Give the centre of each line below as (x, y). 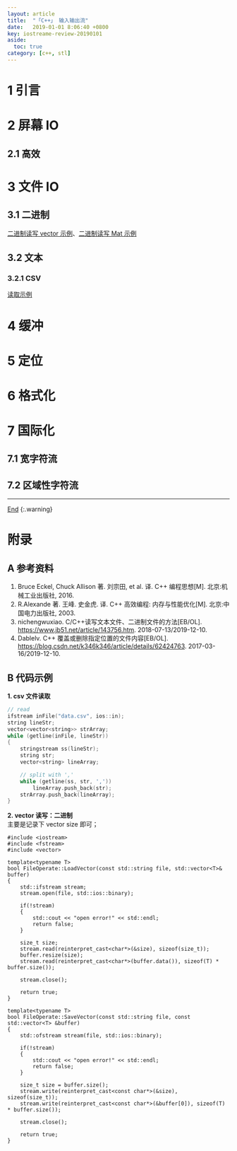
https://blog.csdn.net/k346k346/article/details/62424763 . (102, 646)
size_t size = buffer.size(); (65, 1085)
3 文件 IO (33, 186)
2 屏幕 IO (33, 125)
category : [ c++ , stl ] (39, 54)
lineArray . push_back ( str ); (72, 788)
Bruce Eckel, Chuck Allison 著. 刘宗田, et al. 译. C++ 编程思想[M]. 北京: (120, 587)
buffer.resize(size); (51, 955)
